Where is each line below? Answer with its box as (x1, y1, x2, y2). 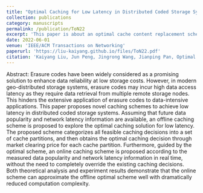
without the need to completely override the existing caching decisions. (6, 160, 184, 168)
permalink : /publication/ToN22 (6, 25, 85, 32)
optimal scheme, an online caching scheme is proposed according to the (6, 148, 187, 155)
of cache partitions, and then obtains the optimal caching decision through (6, 134, 192, 142)
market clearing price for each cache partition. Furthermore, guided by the (6, 141, 192, 148)
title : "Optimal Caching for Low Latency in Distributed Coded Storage (6, 8, 190, 15)
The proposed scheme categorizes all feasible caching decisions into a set (6, 128, 193, 136)
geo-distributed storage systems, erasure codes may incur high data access (6, 83, 196, 91)
